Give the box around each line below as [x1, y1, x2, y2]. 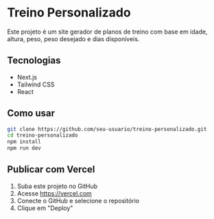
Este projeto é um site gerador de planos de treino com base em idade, [7, 27, 208, 36]
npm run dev [7, 145, 41, 152]
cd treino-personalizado [7, 132, 78, 139]
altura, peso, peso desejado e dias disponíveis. [7, 34, 140, 43]
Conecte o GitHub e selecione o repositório [16, 196, 140, 205]
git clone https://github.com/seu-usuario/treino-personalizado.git [7, 126, 207, 132]
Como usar [7, 108, 56, 119]
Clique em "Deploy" [16, 204, 73, 212]
